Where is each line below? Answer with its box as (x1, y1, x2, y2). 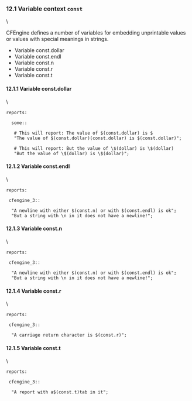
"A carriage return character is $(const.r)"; (11, 333, 127, 338)
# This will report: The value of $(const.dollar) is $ (13, 130, 153, 136)
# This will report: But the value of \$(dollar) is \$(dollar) (13, 145, 174, 151)
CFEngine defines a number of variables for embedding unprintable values (6, 29, 186, 36)
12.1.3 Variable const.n (6, 225, 63, 232)
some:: (11, 119, 28, 126)
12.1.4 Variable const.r (6, 287, 61, 294)
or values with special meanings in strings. (6, 36, 109, 43)
